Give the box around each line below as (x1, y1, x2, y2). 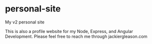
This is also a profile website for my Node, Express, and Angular (5, 28, 134, 34)
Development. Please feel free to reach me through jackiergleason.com (5, 33, 148, 39)
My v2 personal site (5, 19, 45, 25)
